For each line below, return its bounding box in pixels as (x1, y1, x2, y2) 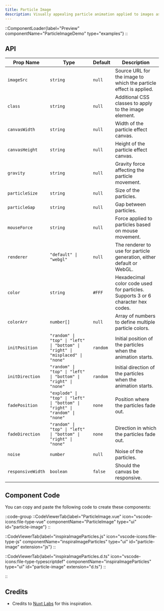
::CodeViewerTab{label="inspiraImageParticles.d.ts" (5, 554, 110, 560)
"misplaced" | (49, 353, 83, 358)
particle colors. (115, 325, 150, 331)
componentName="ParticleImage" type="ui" (46, 519, 137, 525)
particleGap (7, 204, 36, 210)
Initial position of (115, 335, 153, 342)
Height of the (115, 140, 145, 147)
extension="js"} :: (20, 544, 56, 550)
